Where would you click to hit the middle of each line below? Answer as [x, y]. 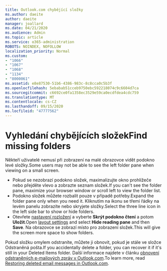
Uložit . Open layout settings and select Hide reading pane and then [81, 222]
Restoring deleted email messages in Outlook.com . [57, 263]
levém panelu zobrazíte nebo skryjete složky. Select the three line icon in [86, 206]
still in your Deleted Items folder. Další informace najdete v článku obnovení [82, 253]
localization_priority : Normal [38, 51]
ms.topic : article [24, 38]
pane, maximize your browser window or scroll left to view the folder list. [87, 190]
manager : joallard [24, 24]
